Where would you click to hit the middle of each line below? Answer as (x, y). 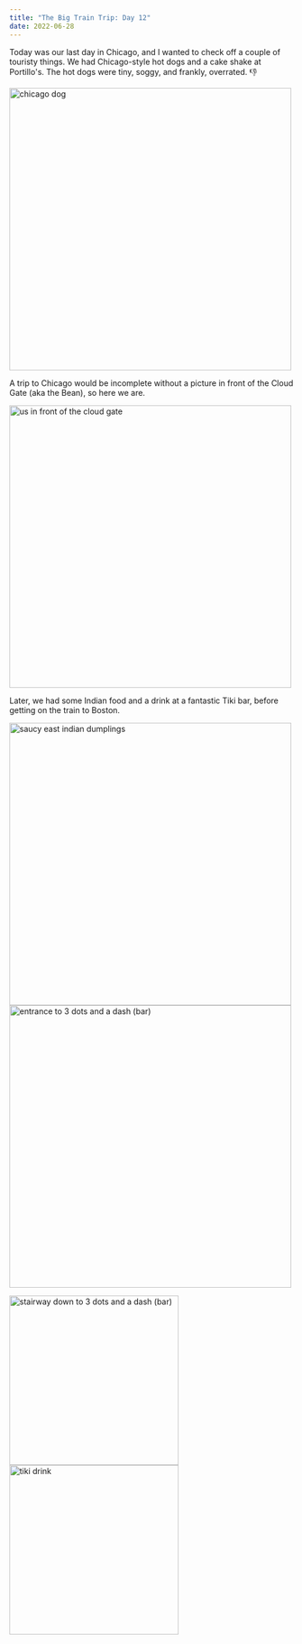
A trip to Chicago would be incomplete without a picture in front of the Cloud (151, 383)
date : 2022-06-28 (42, 26)
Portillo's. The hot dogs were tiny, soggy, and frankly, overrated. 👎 (133, 71)
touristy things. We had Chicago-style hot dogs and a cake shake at (135, 61)
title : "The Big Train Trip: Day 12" (80, 18)
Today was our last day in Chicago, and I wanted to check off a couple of (145, 52)
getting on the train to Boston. (64, 709)
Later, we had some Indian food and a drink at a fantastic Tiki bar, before (144, 700)
